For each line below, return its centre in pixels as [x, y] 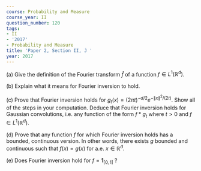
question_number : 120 [33, 23]
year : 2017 [20, 56]
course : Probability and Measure [48, 12]
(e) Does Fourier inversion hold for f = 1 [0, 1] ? [62, 161]
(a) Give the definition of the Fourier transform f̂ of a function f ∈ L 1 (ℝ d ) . [95, 74]
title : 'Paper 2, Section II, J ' [49, 51]
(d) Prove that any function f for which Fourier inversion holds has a [90, 135]
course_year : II [26, 17]
